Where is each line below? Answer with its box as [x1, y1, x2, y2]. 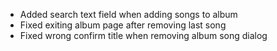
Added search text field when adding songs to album [19, 9, 238, 20]
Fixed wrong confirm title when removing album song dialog [19, 30, 268, 41]
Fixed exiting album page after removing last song [19, 19, 227, 31]
